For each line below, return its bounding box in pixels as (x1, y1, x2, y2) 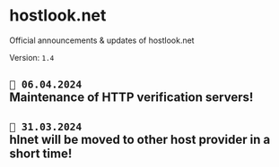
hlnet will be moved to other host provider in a (9, 131, 271, 147)
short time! (9, 146, 73, 161)
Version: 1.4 (9, 52, 55, 63)
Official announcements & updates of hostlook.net (9, 35, 195, 46)
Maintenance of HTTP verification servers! (9, 90, 254, 105)
